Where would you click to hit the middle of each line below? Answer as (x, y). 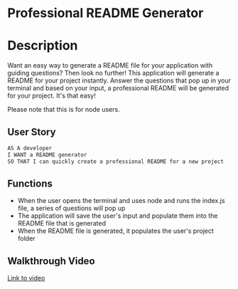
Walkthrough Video (51, 261)
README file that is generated (62, 224)
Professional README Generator (106, 13)
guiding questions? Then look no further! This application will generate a (113, 73)
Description (43, 46)
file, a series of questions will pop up (71, 209)
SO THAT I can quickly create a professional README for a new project (115, 162)
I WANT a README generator (47, 154)
